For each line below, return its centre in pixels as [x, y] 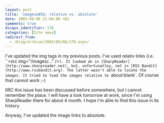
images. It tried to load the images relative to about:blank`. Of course [82, 75]
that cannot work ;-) [25, 80]
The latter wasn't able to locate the [107, 70]
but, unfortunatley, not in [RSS [105, 66]
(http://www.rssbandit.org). [35, 70]
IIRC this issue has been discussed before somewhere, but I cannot [73, 90]
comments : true [21, 23]
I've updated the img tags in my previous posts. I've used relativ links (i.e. [80, 56]
